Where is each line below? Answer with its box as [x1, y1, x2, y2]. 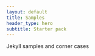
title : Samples [6, 15, 45, 21]
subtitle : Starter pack [6, 26, 67, 32]
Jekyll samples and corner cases [6, 43, 90, 50]
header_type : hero [6, 20, 53, 26]
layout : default [6, 9, 47, 15]
